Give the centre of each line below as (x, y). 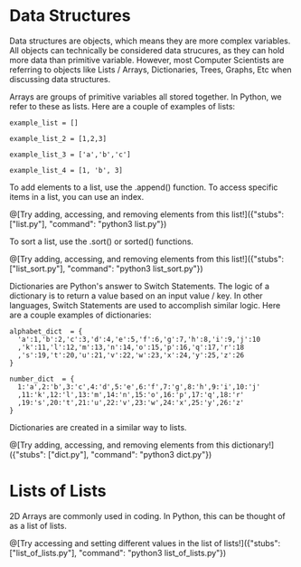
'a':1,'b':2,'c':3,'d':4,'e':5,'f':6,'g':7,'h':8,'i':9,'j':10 (139, 339)
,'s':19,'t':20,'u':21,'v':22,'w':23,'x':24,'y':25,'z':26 (131, 355)
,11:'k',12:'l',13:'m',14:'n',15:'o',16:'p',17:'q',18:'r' (131, 394)
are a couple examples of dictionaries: (80, 315)
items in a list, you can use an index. (77, 196)
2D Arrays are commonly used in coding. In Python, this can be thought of (148, 515)
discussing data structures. (60, 79)
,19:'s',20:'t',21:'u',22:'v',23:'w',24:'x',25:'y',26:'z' (131, 402)
